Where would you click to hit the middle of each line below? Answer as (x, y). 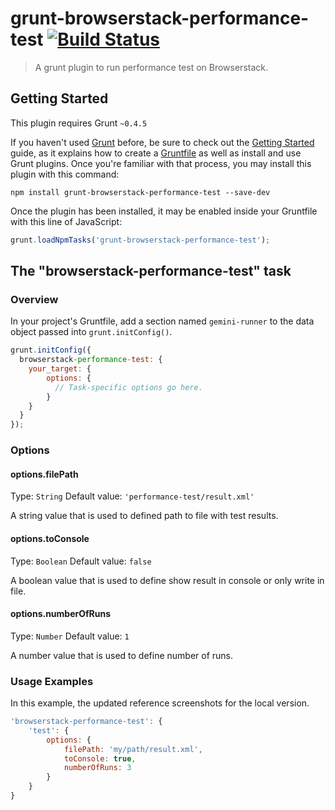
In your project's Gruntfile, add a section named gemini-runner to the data (162, 321)
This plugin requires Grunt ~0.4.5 (79, 123)
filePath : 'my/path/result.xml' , (133, 749)
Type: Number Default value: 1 (70, 636)
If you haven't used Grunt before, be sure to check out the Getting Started (162, 142)
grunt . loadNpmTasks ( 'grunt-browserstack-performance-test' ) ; (140, 240)
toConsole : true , (100, 758)
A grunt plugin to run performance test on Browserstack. (151, 67)
